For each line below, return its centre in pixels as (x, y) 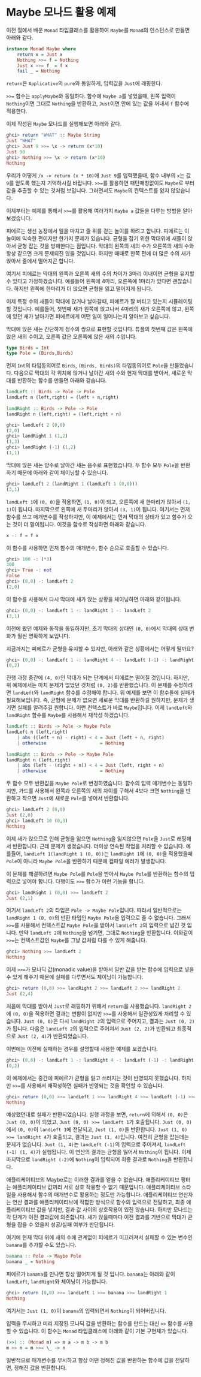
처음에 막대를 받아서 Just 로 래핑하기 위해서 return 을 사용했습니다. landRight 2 (99, 1006)
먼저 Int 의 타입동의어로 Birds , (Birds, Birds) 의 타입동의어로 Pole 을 (87, 366)
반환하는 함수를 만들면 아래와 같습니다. (62, 381)
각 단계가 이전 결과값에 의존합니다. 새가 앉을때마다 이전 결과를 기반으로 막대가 (96, 1217)
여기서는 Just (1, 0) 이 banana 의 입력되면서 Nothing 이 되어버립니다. (86, 1310)
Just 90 (16, 152)
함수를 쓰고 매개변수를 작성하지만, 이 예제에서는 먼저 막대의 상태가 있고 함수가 (96, 517)
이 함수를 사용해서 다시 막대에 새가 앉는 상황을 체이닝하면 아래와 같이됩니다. (94, 599)
